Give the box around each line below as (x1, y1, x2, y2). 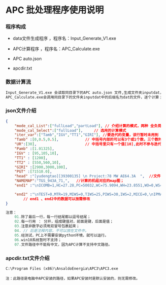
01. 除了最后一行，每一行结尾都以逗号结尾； (14, 214, 91, 219)
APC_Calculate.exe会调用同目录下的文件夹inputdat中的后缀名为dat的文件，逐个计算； (5, 95, 163, 100)
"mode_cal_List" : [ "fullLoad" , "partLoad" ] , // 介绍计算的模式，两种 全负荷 (14, 123, 162, 128)
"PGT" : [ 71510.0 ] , (14, 169, 52, 174)
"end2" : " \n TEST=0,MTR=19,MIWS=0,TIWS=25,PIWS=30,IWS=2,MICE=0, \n (14, 192, 154, 197)
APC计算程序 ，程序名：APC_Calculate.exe (12, 46, 100, 52)
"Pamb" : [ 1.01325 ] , (14, 146, 55, 151)
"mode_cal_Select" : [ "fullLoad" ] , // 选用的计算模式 (14, 128, 127, 133)
